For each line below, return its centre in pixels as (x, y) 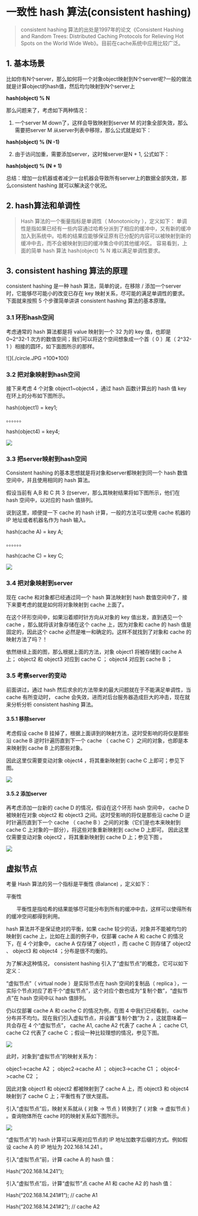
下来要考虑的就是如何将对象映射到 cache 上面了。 (67, 604)
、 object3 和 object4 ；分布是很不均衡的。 (58, 951)
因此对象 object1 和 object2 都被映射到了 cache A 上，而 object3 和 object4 (98, 1089)
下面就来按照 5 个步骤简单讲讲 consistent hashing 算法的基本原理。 (88, 301)
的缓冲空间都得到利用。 (34, 917)
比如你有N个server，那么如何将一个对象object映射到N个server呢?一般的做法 (99, 79)
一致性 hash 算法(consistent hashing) (99, 12)
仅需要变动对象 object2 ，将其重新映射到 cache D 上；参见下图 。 (86, 837)
